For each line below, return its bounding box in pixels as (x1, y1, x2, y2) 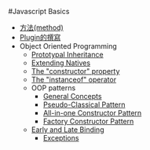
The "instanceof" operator (31, 75, 116, 84)
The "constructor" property (31, 67, 120, 75)
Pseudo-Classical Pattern (42, 100, 126, 109)
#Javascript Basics (8, 7, 70, 16)
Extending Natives (31, 58, 91, 68)
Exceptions (42, 134, 79, 142)
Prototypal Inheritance (31, 50, 104, 59)
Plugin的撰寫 (19, 33, 61, 42)
